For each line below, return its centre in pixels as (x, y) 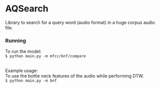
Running (16, 40)
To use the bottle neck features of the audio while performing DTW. (74, 76)
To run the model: (23, 51)
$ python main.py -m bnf (31, 81)
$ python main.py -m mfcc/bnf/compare (45, 56)
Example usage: (22, 71)
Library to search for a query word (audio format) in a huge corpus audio (80, 22)
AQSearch (27, 9)
